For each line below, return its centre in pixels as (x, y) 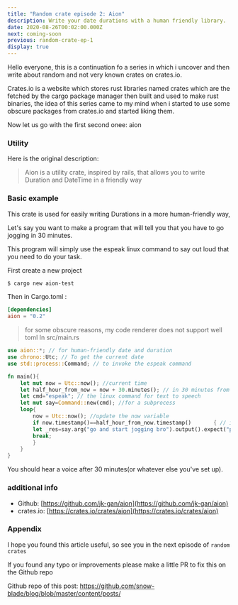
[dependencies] (30, 310)
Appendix (25, 529)
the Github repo (30, 572)
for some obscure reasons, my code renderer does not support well (124, 330)
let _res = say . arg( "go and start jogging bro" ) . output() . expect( (130, 429)
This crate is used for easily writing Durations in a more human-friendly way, (119, 214)
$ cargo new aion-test (41, 283)
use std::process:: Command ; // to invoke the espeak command (100, 364)
